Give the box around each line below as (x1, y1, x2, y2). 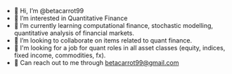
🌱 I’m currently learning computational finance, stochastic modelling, (13, 22, 213, 29)
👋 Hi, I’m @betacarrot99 (13, 7, 84, 15)
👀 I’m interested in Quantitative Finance (13, 14, 128, 22)
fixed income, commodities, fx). (13, 51, 106, 59)
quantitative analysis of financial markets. (13, 29, 135, 37)
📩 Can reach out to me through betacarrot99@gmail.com (13, 59, 179, 66)
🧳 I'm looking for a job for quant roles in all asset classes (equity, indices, (13, 44, 226, 52)
